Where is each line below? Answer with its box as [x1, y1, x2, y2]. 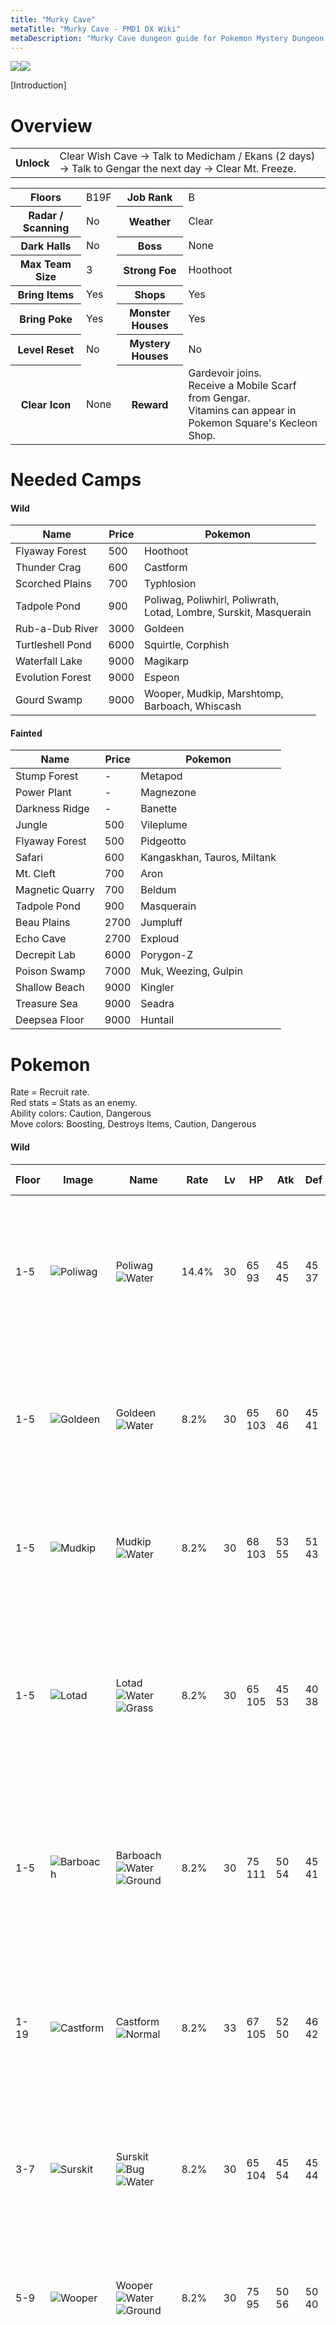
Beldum [140, 883, 177, 897]
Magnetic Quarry [15, 883, 95, 897]
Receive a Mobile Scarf [188, 378, 297, 392]
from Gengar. [188, 391, 251, 405]
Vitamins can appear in [188, 403, 297, 417]
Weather [128, 215, 172, 229]
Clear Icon [20, 398, 72, 412]
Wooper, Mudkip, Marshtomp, [144, 687, 284, 701]
